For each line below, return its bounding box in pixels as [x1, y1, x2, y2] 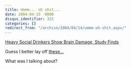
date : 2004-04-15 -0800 [5, 12, 54, 17]
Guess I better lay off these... [5, 49, 64, 55]
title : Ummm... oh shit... [5, 7, 61, 12]
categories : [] [5, 21, 36, 26]
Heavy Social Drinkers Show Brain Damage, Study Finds [5, 39, 119, 45]
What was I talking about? [5, 58, 58, 64]
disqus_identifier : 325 [5, 16, 54, 21]
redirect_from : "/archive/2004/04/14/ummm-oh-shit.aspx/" [5, 26, 127, 31]
